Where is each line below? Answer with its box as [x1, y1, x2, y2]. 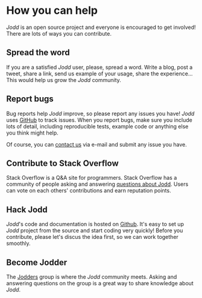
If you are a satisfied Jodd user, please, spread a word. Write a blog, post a [6, 63, 193, 71]
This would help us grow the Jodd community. [6, 76, 122, 83]
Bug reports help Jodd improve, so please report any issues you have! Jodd [6, 110, 195, 117]
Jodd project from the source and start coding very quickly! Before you [6, 227, 183, 234]
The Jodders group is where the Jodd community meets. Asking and [6, 273, 177, 281]
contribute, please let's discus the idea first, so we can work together [6, 233, 179, 241]
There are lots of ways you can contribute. [6, 30, 112, 37]
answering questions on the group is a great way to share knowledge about [6, 280, 194, 287]
